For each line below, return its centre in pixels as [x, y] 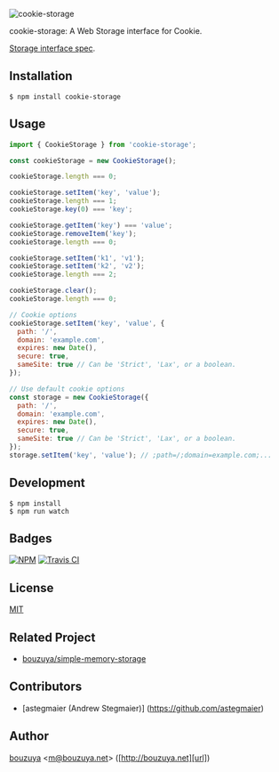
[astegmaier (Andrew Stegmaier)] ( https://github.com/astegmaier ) [143, 708]
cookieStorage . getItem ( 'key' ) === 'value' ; [91, 225]
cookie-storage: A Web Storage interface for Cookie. [106, 31]
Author [29, 736]
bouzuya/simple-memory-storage [84, 658]
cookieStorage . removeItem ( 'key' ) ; [73, 233]
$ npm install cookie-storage [65, 97]
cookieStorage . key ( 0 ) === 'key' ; [71, 209]
